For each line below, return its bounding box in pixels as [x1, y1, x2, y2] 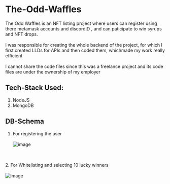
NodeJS [12, 97, 30, 103]
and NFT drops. [5, 31, 38, 37]
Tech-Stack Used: [5, 84, 64, 92]
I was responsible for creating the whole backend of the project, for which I [5, 42, 162, 48]
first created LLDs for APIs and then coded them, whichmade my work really [5, 47, 165, 53]
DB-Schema [5, 117, 44, 126]
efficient [5, 52, 23, 59]
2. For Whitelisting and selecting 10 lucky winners [5, 162, 109, 168]
